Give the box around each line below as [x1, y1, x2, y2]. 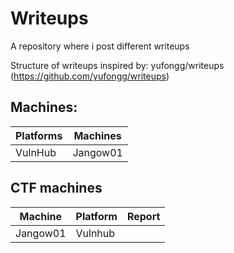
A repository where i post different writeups [10, 40, 190, 52]
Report [126, 209, 161, 223]
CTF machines [10, 180, 103, 197]
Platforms [15, 128, 63, 142]
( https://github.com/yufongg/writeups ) [10, 70, 170, 82]
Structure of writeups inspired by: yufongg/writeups [10, 59, 225, 71]
